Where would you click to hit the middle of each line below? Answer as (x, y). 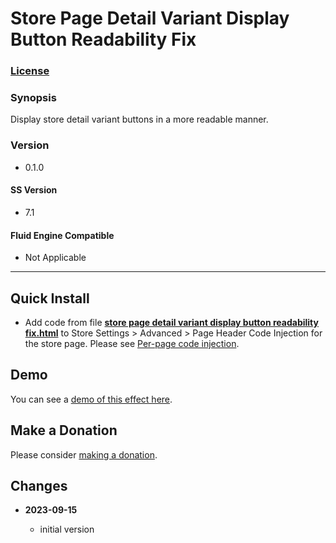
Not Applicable (55, 258)
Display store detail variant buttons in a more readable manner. (139, 119)
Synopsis (33, 98)
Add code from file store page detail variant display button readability (171, 322)
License (30, 71)
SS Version (34, 190)
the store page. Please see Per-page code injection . (132, 343)
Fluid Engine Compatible (62, 235)
